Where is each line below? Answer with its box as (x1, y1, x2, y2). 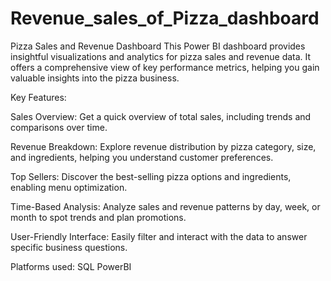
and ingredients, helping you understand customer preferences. (10, 151, 274, 163)
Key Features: (10, 91, 67, 103)
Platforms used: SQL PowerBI (10, 260, 132, 272)
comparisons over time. (10, 121, 108, 133)
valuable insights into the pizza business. (10, 72, 180, 84)
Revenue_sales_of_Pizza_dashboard (10, 7, 320, 30)
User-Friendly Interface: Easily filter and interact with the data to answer (10, 230, 308, 242)
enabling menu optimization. (10, 181, 128, 193)
